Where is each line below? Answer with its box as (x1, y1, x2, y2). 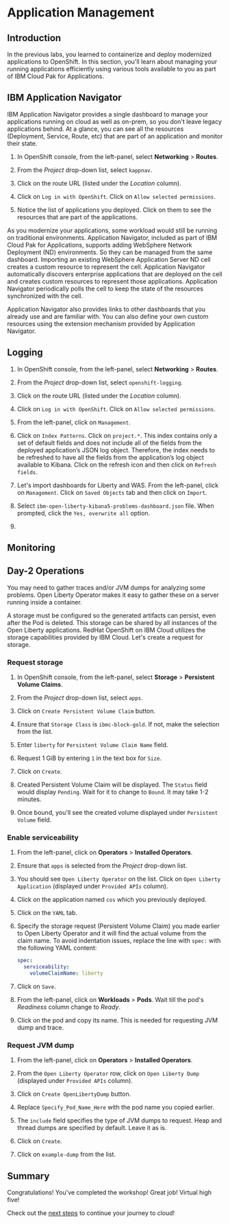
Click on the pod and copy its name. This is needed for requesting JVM (16, 1016, 218, 1025)
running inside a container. (7, 598, 82, 606)
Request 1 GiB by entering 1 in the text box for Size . (16, 754, 162, 762)
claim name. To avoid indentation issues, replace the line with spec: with (16, 937, 221, 945)
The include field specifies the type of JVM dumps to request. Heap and (16, 1116, 222, 1125)
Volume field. (16, 816, 52, 824)
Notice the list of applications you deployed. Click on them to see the (16, 206, 212, 214)
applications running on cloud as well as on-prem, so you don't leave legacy (7, 117, 222, 125)
